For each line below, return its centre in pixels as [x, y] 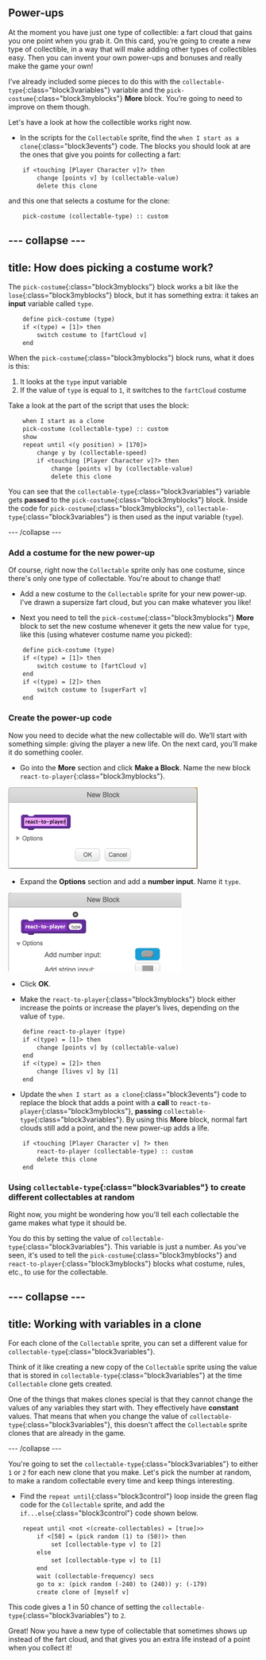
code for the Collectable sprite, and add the [92, 1505]
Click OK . [35, 983]
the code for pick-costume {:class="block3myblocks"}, [96, 509]
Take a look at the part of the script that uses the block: [99, 405]
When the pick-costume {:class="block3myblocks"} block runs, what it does [131, 358]
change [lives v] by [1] [78, 1071]
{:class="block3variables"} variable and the [94, 90]
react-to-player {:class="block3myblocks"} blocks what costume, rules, [127, 1263]
